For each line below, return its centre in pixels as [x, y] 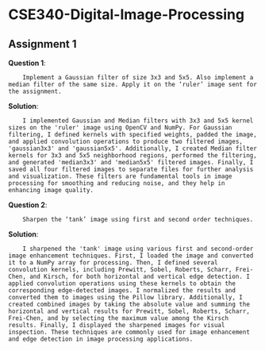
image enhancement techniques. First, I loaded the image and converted [131, 256]
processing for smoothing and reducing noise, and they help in [117, 183]
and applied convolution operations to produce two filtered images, [126, 141]
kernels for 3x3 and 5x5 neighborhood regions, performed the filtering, [133, 156]
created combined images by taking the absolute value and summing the [129, 304]
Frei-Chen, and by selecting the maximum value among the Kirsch [118, 318]
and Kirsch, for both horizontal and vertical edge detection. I [139, 276]
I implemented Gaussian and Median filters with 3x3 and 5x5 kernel [138, 121]
